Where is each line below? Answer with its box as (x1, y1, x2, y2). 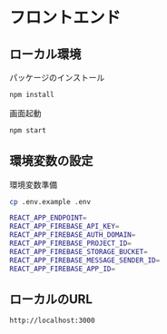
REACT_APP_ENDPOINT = (9, 213, 88, 222)
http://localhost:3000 (9, 316, 95, 326)
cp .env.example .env (9, 197, 92, 206)
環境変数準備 (9, 179, 57, 190)
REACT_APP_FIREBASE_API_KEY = (9, 222, 120, 231)
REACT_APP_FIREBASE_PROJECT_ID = (9, 239, 132, 249)
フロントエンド (9, 7, 122, 28)
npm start (9, 125, 47, 135)
